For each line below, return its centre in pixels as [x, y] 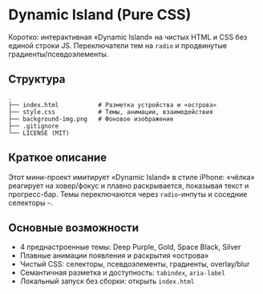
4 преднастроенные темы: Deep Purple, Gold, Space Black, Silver [130, 247]
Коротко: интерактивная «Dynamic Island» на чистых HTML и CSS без [128, 37]
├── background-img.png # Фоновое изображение [91, 119]
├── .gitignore [34, 126]
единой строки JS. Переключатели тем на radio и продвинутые [117, 45]
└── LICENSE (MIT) [39, 133]
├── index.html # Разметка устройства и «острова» [113, 105]
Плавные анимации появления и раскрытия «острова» [114, 255]
